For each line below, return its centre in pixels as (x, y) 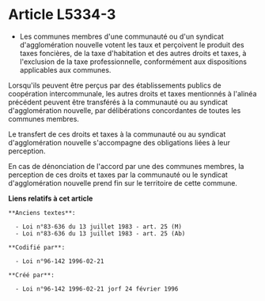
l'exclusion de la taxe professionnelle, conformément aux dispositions (133, 62)
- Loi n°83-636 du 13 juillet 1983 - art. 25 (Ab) (100, 233)
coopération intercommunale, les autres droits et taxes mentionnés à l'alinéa (132, 93)
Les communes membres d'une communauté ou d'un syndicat (121, 36)
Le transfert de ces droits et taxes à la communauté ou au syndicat (117, 134)
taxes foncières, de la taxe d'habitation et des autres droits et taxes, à (133, 53)
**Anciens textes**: (42, 213)
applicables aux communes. (65, 70)
